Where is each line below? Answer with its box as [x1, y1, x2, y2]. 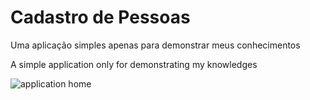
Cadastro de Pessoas [10, 6, 191, 29]
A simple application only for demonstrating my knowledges [10, 58, 258, 70]
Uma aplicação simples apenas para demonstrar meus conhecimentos [10, 39, 301, 51]
